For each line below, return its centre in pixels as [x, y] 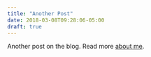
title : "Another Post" [40, 14]
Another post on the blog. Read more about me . [76, 47]
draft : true [24, 26]
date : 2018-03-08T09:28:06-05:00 [56, 20]
